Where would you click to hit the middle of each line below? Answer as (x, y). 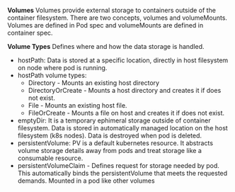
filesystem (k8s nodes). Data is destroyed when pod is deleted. (110, 135)
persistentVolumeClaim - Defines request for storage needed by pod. (118, 165)
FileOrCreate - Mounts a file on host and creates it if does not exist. (126, 113)
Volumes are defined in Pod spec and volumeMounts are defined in (105, 25)
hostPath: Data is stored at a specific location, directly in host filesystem (123, 60)
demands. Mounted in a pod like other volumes (86, 181)
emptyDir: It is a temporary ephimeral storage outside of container (114, 120)
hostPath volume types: (52, 75)
